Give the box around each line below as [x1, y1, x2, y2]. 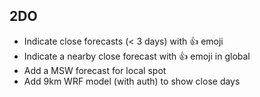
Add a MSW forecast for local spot [23, 64, 167, 76]
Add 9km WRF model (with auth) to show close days [23, 75, 241, 87]
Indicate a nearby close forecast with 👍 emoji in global [23, 50, 251, 62]
